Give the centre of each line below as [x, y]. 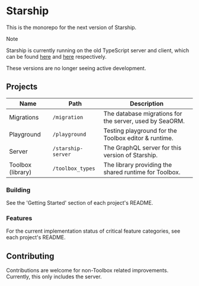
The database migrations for [143, 113]
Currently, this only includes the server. [54, 277]
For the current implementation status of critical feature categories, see [93, 231]
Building [18, 190]
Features [19, 218]
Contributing [30, 256]
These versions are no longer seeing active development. [76, 68]
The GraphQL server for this [142, 148]
